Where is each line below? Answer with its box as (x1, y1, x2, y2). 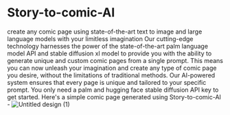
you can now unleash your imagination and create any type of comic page (7, 64, 217, 72)
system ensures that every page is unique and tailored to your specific (7, 78, 207, 86)
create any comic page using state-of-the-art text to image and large (7, 27, 203, 36)
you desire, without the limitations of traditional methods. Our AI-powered (7, 71, 216, 79)
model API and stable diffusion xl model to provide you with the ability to (7, 49, 212, 57)
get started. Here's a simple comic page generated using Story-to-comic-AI (7, 92, 222, 101)
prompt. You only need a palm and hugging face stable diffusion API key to (7, 86, 219, 94)
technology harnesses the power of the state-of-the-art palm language (7, 42, 208, 50)
